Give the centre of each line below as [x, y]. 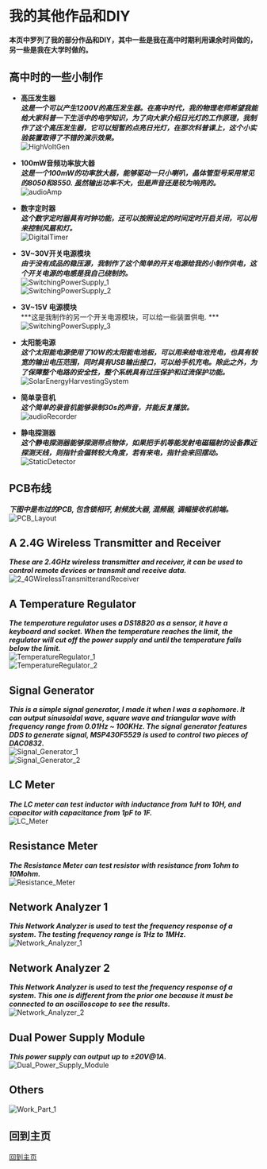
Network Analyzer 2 [59, 968]
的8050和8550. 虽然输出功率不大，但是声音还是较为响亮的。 [120, 183]
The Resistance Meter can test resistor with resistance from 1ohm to [124, 865]
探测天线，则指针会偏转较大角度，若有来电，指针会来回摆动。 [121, 452]
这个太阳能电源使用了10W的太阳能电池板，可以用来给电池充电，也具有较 [139, 352]
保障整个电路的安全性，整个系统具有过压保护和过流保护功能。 [128, 372]
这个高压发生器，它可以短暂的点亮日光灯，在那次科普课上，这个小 [142, 127]
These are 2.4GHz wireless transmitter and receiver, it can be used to [126, 562]
